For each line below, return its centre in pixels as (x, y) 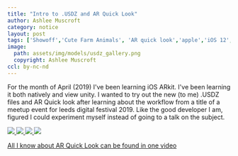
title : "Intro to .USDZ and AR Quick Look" (73, 14)
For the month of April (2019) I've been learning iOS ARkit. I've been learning (119, 87)
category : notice (33, 27)
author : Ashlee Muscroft (44, 21)
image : (17, 47)
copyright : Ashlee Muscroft (55, 60)
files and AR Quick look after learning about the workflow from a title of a (114, 102)
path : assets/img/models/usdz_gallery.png (77, 54)
